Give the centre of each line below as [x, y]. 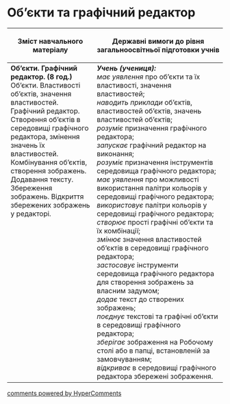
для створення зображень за [145, 282]
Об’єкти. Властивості [46, 85]
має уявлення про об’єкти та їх [149, 77]
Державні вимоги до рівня [158, 41]
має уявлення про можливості [148, 179]
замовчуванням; [124, 359]
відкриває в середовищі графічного [157, 368]
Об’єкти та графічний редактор [101, 13]
